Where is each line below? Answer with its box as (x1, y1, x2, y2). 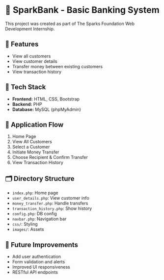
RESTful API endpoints (12, 269, 58, 275)
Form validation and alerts (12, 259, 65, 264)
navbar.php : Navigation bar (12, 216, 67, 222)
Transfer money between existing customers (12, 63, 103, 69)
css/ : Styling (12, 221, 38, 227)
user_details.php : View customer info (12, 195, 89, 201)
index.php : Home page (12, 190, 58, 196)
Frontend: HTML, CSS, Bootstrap (12, 96, 80, 102)
